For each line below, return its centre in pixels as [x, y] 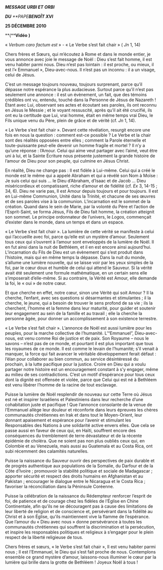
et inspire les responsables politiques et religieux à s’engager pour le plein [79, 532]
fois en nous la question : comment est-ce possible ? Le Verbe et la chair [78, 135]
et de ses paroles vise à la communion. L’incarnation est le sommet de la [78, 201]
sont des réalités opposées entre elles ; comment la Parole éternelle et [76, 140]
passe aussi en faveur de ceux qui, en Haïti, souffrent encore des [71, 431]
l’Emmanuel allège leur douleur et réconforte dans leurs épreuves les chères [81, 410]
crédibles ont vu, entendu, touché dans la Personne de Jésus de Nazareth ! [81, 100]
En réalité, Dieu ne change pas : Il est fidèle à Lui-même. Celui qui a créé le [80, 170]
